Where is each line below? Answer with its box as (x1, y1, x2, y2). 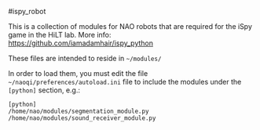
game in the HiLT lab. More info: (8, 31, 112, 39)
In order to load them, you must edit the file (8, 69, 148, 78)
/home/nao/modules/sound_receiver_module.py (8, 114, 156, 122)
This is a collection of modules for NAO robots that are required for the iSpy (8, 22, 253, 31)
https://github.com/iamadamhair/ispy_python (8, 38, 153, 48)
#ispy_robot (8, 7, 46, 16)
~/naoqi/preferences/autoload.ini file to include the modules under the (8, 78, 242, 86)
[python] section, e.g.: (8, 85, 81, 95)
